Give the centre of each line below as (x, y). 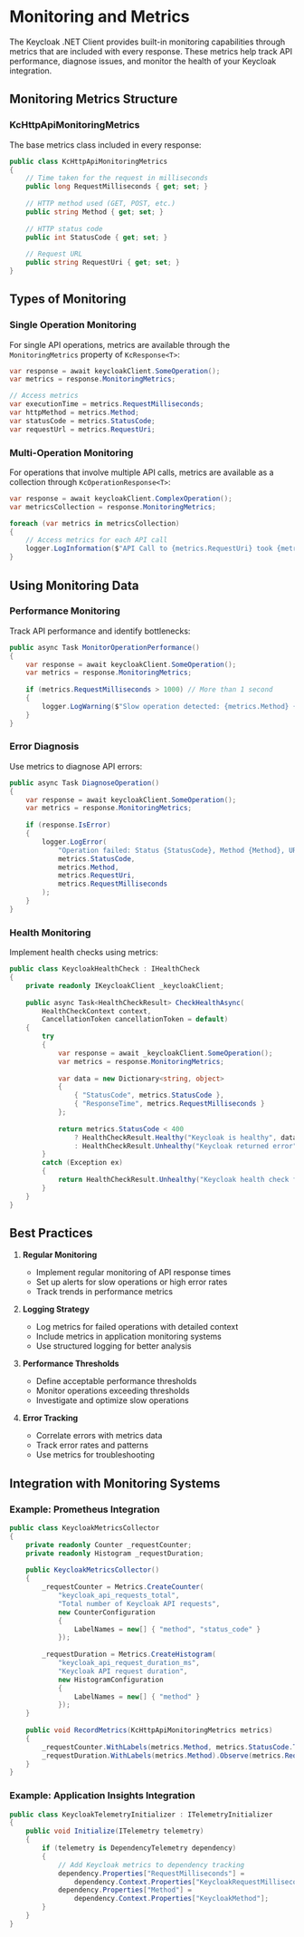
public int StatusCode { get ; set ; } (97, 237)
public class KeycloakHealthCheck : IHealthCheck (105, 969)
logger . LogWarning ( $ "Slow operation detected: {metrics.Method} (166, 706)
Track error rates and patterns (92, 1445)
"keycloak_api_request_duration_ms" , (129, 1663)
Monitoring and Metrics (100, 17)
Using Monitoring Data (74, 585)
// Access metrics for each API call (97, 540)
